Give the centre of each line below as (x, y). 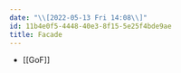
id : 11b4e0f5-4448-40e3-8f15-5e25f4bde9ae (90, 26)
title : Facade (36, 34)
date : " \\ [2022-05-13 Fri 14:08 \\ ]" (78, 18)
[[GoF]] (36, 60)
